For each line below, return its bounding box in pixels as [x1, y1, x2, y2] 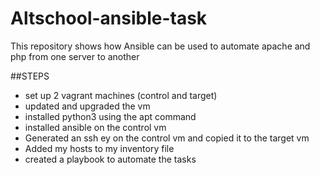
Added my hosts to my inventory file [24, 142, 175, 154]
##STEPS [10, 70, 50, 82]
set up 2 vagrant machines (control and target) [24, 89, 218, 101]
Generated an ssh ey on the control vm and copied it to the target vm [24, 132, 310, 144]
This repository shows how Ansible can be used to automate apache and [10, 40, 311, 52]
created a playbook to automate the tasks [24, 153, 197, 165]
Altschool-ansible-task [10, 7, 208, 30]
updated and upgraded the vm [24, 100, 151, 112]
